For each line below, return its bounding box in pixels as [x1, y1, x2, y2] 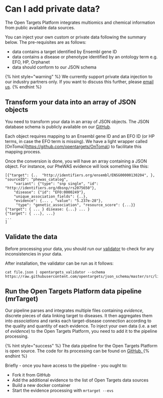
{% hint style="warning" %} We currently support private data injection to [5, 73, 153, 79]
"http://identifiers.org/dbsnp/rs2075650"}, [5, 185, 97, 190]
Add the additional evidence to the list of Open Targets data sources [12, 377, 149, 383]
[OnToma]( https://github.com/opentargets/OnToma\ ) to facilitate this [5, 144, 142, 149]
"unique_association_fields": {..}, [14, 194, 88, 199]
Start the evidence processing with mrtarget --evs [12, 388, 114, 394]
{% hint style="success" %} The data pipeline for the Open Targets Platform [5, 343, 158, 349]
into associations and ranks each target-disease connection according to [5, 318, 152, 324]
